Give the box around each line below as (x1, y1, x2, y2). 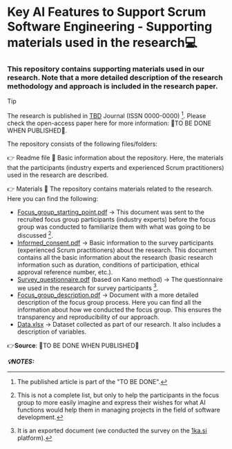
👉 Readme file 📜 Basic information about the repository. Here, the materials (7, 153, 224, 162)
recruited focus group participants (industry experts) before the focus (17, 216, 216, 224)
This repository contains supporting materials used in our (7, 64, 205, 74)
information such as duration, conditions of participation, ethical (17, 260, 200, 269)
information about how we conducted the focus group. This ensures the (17, 305, 222, 314)
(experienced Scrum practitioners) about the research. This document (17, 246, 217, 254)
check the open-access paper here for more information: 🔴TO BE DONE (7, 119, 212, 128)
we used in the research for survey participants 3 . (17, 283, 159, 292)
